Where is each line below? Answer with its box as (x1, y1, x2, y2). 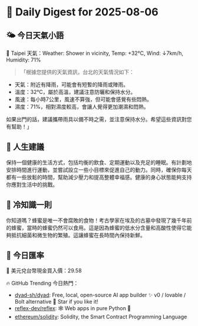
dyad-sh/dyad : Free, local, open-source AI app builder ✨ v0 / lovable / (14, 292, 186, 299)
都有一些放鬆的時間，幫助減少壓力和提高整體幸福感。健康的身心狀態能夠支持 (6, 174, 192, 181)
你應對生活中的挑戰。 (6, 181, 58, 188)
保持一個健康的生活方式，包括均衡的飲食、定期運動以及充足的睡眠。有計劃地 (6, 159, 192, 166)
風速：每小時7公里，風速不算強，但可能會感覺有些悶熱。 (14, 96, 152, 103)
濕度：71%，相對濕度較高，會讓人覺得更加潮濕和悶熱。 (14, 103, 149, 110)
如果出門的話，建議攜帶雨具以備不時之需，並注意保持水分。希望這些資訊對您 (6, 116, 192, 123)
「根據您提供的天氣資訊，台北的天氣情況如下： (20, 69, 134, 76)
